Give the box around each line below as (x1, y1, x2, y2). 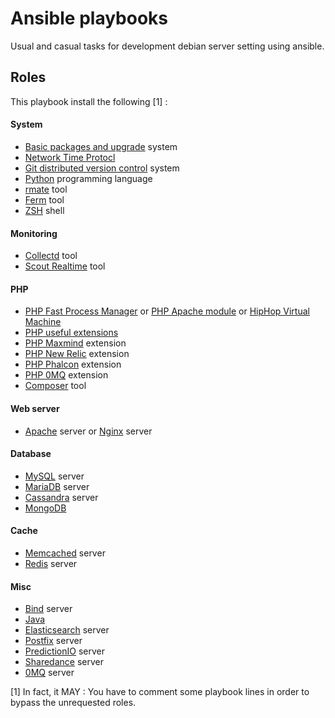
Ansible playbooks (10, 7, 169, 30)
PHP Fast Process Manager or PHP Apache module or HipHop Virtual (24, 305, 310, 317)
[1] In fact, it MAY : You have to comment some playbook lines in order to (10, 686, 310, 698)
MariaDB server (24, 480, 90, 492)
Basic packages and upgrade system (24, 140, 178, 152)
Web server (10, 402, 60, 414)
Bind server (24, 603, 73, 615)
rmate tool (24, 183, 68, 195)
